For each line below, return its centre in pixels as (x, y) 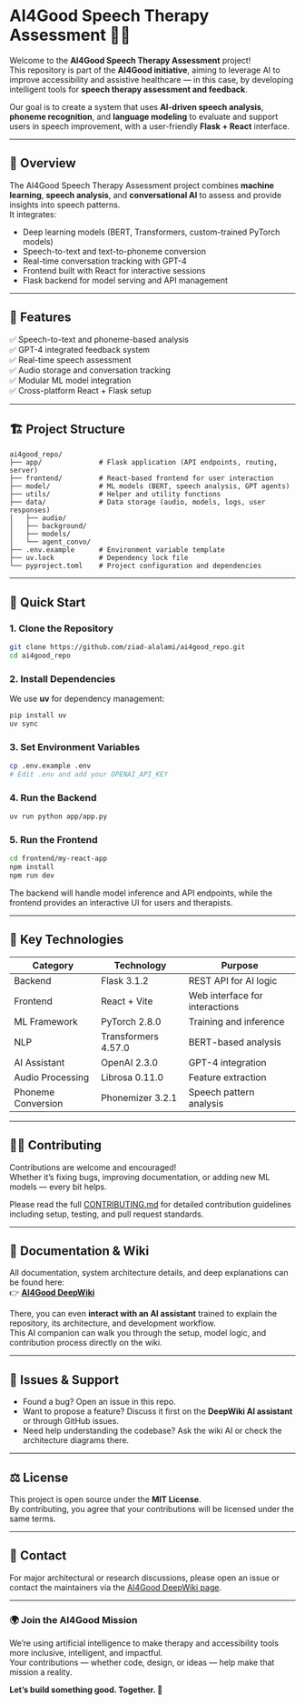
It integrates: (33, 214)
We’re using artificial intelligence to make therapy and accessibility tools (144, 1643)
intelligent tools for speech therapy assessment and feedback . (128, 89)
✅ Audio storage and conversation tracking (90, 370)
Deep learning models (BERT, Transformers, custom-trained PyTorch (151, 232)
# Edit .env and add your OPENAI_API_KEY (89, 775)
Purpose (240, 965)
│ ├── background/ (49, 526)
